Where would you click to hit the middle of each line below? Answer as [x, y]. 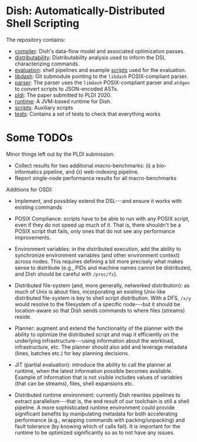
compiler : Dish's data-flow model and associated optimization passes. [100, 51]
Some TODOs [40, 138]
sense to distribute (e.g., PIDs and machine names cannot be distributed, [103, 267]
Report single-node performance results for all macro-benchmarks [96, 178]
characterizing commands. [47, 64]
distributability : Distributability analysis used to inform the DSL [90, 57]
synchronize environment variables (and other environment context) [97, 255]
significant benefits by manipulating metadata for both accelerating [96, 414]
